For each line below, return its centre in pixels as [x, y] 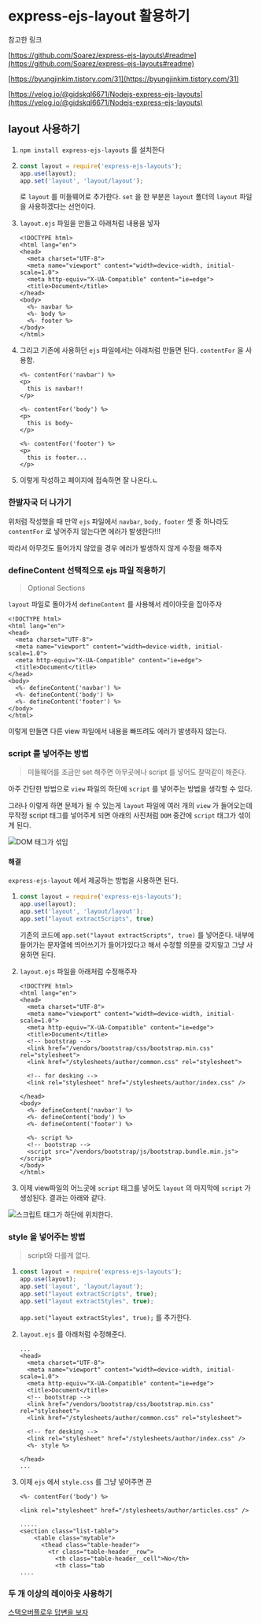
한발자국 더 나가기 [40, 502]
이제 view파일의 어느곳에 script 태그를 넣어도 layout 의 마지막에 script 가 [135, 1188]
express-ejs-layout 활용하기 [99, 16]
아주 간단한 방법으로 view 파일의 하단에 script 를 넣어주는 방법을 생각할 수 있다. [131, 789]
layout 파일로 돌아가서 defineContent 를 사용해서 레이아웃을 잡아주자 [115, 604]
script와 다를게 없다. [59, 1255]
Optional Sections [56, 588]
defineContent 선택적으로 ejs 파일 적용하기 [87, 570]
